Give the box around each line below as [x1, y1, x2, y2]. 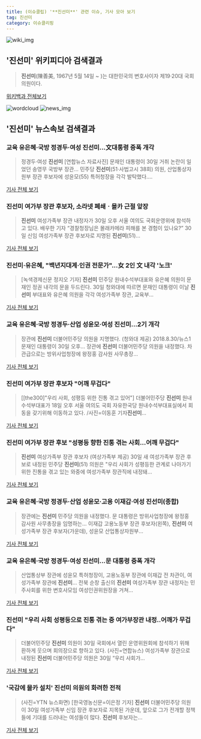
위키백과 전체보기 [6, 93, 47, 100]
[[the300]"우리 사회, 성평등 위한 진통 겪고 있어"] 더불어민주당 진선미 [20, 394, 181, 401]
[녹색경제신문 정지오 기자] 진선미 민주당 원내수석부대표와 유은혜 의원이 [20, 276, 185, 283]
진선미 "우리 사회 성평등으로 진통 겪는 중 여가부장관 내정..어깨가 [6, 615, 178, 624]
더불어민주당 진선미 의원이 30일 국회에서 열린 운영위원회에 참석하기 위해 [20, 639, 190, 646]
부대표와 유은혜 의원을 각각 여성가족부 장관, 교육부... [32, 291, 154, 298]
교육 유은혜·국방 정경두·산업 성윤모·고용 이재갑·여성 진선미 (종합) [6, 497, 179, 506]
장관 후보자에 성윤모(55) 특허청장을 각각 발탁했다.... [32, 172, 153, 180]
